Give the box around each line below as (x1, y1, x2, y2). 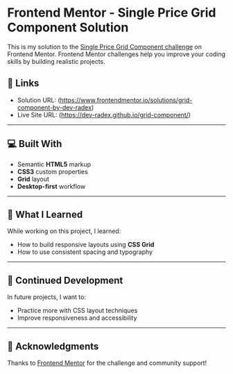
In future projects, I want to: (7, 293, 87, 301)
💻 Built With (7, 138, 62, 150)
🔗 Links (7, 78, 40, 90)
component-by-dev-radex (17, 103, 92, 112)
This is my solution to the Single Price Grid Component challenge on (7, 42, 202, 51)
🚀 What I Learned (7, 208, 83, 220)
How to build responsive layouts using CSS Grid (17, 241, 155, 249)
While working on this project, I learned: (7, 227, 121, 235)
